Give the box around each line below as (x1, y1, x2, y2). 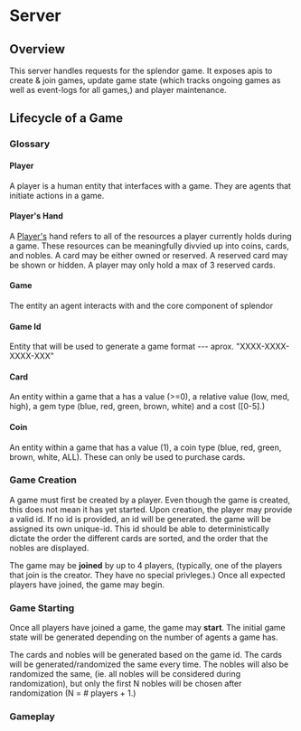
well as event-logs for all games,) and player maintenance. (9, 85, 228, 95)
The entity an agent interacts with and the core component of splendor (9, 300, 274, 311)
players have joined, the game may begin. (9, 579, 165, 590)
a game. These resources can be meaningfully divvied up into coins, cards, (9, 240, 289, 251)
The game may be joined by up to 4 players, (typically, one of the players (9, 559, 283, 570)
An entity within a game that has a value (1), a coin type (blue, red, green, (9, 442, 282, 453)
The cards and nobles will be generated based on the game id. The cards (9, 650, 283, 661)
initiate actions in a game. (9, 190, 105, 201)
